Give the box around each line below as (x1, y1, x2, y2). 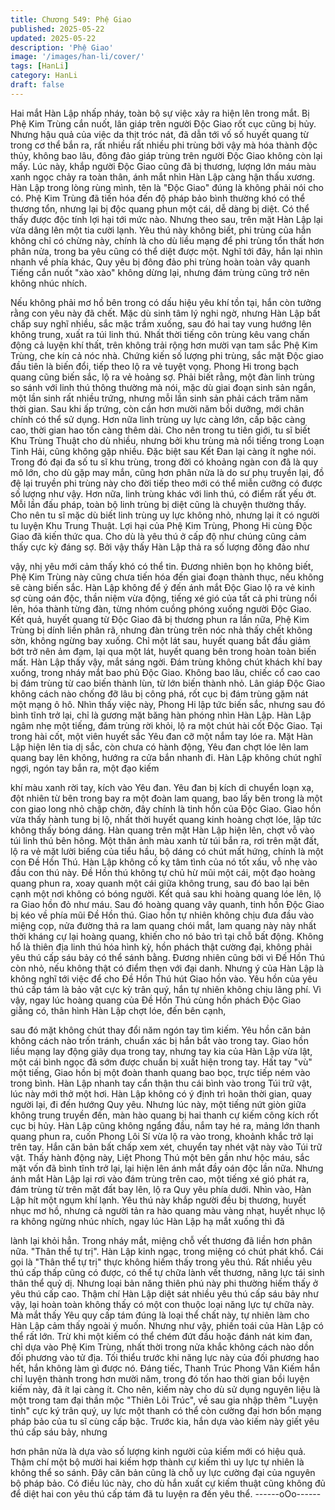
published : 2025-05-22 (10, 24, 105, 34)
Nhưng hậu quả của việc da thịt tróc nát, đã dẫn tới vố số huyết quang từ (10, 128, 309, 140)
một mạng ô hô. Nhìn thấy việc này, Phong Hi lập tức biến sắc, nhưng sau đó (10, 698, 326, 710)
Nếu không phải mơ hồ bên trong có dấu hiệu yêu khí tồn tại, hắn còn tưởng (10, 296, 322, 308)
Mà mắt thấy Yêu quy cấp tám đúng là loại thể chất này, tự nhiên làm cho (10, 1309, 310, 1321)
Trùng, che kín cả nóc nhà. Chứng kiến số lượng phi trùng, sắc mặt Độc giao (10, 349, 324, 361)
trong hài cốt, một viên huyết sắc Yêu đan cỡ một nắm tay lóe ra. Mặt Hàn (10, 730, 313, 742)
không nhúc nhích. (10, 277, 88, 289)
